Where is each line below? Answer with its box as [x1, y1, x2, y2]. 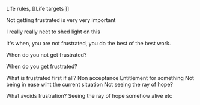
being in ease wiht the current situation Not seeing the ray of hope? [6, 81, 173, 88]
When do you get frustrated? [6, 63, 77, 70]
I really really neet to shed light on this [6, 28, 101, 35]
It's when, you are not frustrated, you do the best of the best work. [6, 40, 171, 47]
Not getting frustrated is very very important [6, 17, 116, 23]
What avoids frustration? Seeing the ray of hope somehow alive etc [6, 92, 172, 99]
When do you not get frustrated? [6, 51, 87, 58]
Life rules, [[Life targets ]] [6, 5, 70, 12]
